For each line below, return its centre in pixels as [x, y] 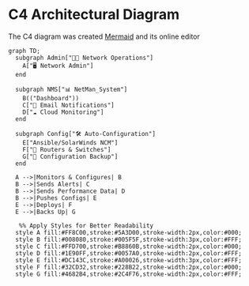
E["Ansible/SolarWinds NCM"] [70, 143]
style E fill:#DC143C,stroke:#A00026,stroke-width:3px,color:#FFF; [129, 260]
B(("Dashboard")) [51, 98]
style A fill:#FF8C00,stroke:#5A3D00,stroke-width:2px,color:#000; [129, 232]
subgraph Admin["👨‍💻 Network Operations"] [85, 58]
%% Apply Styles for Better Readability [86, 226]
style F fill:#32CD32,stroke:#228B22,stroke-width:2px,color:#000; [129, 267]
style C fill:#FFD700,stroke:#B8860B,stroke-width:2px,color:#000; [129, 246]
